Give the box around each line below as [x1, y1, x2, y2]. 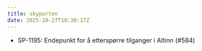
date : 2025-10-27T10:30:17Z [7, 17, 90, 24]
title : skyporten [7, 10, 58, 17]
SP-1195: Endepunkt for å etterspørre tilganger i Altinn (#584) [17, 36, 196, 44]
